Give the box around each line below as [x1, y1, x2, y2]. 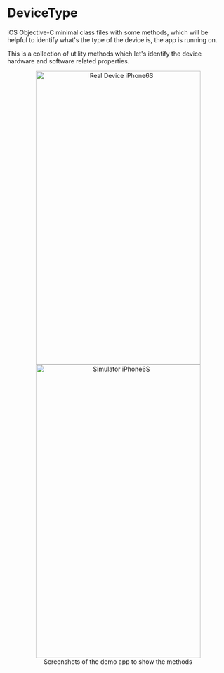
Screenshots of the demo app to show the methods [44, 657, 192, 666]
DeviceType [7, 5, 78, 21]
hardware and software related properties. [7, 56, 130, 65]
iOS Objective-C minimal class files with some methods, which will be [7, 28, 209, 37]
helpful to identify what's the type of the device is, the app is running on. [7, 35, 218, 44]
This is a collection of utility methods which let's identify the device [7, 49, 202, 58]
